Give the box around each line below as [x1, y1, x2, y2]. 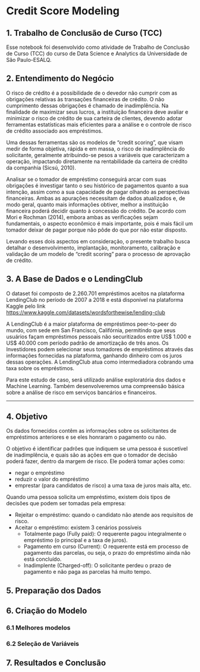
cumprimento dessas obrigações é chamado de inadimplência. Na [6, 102, 168, 109]
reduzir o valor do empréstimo [14, 476, 89, 483]
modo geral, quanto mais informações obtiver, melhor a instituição [6, 201, 168, 208]
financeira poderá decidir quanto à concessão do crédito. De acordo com [6, 207, 186, 214]
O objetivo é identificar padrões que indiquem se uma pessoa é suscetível [6, 445, 188, 452]
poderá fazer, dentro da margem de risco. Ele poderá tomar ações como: [6, 458, 185, 465]
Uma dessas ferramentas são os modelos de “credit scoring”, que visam [6, 139, 183, 146]
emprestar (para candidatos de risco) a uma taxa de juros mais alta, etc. [14, 482, 192, 489]
